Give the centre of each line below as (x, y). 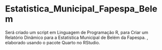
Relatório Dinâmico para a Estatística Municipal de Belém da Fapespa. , (77, 37)
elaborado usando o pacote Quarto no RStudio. (53, 42)
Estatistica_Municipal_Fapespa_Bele (81, 9)
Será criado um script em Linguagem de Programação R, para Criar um (77, 32)
